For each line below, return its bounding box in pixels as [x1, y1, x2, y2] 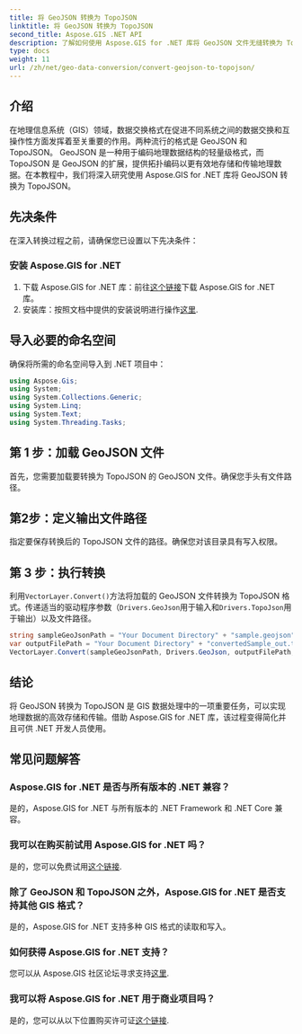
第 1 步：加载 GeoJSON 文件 [9, 446, 164, 461]
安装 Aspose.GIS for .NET [9, 260, 121, 272]
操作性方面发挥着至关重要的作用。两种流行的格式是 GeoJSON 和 [9, 136, 248, 146]
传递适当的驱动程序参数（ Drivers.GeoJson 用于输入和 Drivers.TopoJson [24, 602, 284, 613]
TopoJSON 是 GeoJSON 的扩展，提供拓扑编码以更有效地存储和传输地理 [9, 158, 274, 169]
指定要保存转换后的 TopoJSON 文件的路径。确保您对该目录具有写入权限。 [9, 536, 283, 547]
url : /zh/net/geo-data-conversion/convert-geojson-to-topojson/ [9, 64, 255, 73]
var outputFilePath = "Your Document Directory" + [9, 640, 203, 649]
